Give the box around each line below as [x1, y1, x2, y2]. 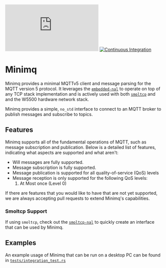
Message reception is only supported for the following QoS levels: [12, 175, 148, 181]
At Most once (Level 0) [19, 180, 67, 186]
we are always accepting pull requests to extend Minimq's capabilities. [5, 195, 150, 201]
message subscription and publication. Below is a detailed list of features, [5, 144, 156, 150]
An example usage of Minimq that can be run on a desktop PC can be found [5, 252, 161, 258]
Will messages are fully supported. [12, 159, 83, 165]
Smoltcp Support [5, 208, 47, 215]
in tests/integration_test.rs [5, 257, 66, 263]
